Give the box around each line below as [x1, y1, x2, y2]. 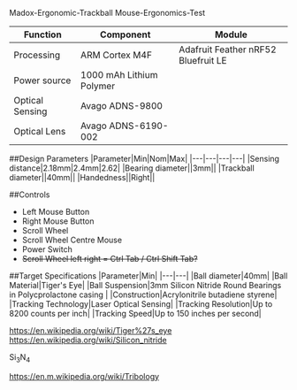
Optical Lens [13, 126, 66, 137]
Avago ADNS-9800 [80, 100, 164, 111]
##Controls [9, 189, 50, 200]
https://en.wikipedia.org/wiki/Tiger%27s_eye [9, 325, 172, 335]
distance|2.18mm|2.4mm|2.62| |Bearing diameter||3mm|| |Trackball [9, 163, 255, 173]
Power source [13, 74, 72, 87]
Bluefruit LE [179, 55, 227, 66]
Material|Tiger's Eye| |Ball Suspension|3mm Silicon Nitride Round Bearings [9, 280, 282, 290]
